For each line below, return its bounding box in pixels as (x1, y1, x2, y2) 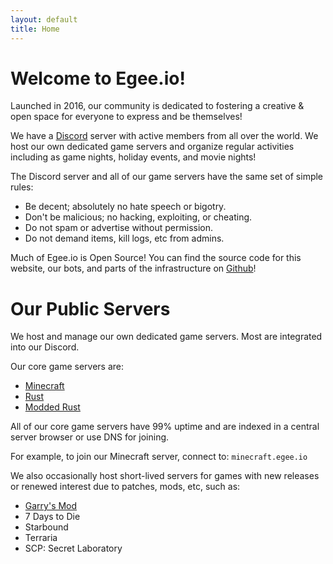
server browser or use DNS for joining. (10, 431, 170, 443)
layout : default (10, 14, 78, 25)
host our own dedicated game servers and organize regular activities (10, 141, 295, 153)
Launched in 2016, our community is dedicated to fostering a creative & (10, 100, 305, 112)
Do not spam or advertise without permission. (24, 222, 214, 234)
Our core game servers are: (10, 361, 125, 373)
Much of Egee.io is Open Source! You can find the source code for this (10, 252, 302, 264)
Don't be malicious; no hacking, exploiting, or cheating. (24, 211, 253, 223)
